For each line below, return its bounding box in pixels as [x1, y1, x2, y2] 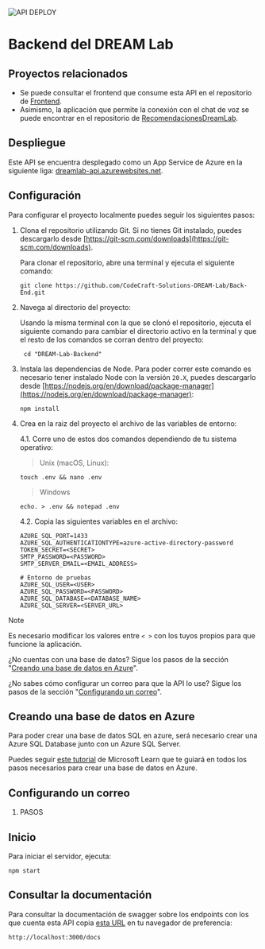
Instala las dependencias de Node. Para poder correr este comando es [19, 364, 252, 374]
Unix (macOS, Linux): [39, 458, 109, 467]
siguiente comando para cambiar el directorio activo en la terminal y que [19, 326, 257, 335]
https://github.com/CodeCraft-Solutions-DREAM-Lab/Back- [55, 281, 248, 289]
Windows [39, 487, 71, 497]
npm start [8, 867, 41, 875]
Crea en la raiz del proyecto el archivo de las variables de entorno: [19, 418, 237, 428]
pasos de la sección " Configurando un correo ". [8, 687, 163, 696]
